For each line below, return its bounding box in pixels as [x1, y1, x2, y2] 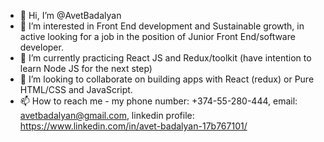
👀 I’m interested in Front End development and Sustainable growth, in [19, 20, 305, 32]
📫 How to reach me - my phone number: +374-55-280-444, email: [19, 95, 298, 107]
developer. [19, 41, 64, 53]
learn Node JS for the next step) [19, 63, 153, 74]
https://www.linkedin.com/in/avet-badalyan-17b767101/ [19, 120, 248, 132]
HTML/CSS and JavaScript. [19, 84, 133, 95]
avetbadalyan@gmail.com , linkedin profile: [19, 110, 195, 121]
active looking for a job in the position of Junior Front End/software [19, 31, 296, 42]
